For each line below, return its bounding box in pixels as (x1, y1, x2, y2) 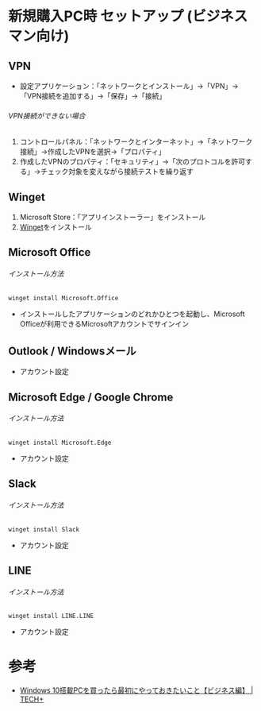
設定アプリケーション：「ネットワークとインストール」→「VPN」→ (19, 81, 240, 91)
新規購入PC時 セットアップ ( (8, 7, 193, 25)
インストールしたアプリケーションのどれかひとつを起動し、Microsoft (19, 309, 245, 319)
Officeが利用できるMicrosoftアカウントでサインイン (19, 319, 190, 328)
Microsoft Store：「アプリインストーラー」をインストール (19, 212, 206, 222)
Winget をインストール (19, 222, 93, 232)
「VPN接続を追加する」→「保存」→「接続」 (19, 91, 167, 100)
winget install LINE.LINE (8, 612, 94, 620)
